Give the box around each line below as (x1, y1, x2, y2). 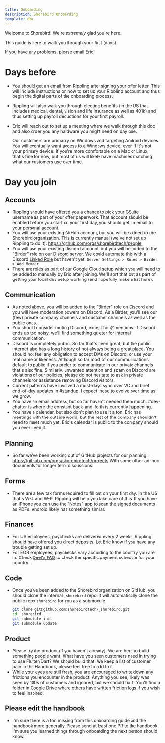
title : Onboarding (5, 7, 43, 12)
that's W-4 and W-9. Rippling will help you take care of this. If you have (12, 495, 157, 501)
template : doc (5, 16, 34, 21)
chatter (12, 404, 27, 410)
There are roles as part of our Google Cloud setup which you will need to (12, 266, 160, 272)
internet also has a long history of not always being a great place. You (12, 346, 154, 352)
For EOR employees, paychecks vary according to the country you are (12, 549, 155, 555)
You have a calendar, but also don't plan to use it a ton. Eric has (12, 409, 141, 415)
